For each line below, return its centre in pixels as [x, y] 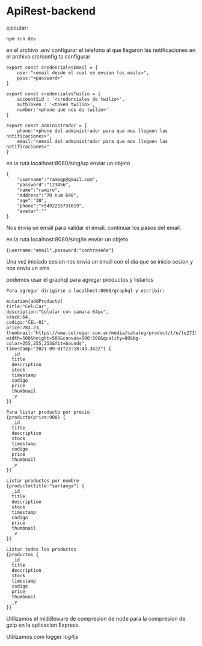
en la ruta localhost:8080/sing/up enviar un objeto [68, 163]
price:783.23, [24, 328]
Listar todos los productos [41, 549]
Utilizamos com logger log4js [42, 636]
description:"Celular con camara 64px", [58, 312]
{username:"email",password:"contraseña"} [60, 250]
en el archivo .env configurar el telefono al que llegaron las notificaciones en [101, 50]
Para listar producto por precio [48, 412]
